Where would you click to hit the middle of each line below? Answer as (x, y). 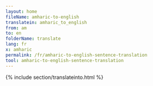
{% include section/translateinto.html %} (55, 77)
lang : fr (16, 44)
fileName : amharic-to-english (42, 17)
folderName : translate (33, 39)
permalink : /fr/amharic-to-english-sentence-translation (76, 55)
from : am (16, 28)
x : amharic (19, 50)
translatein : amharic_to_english (46, 22)
